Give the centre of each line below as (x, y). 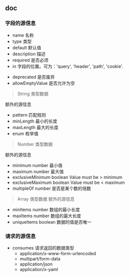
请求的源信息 (21, 236)
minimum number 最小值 (37, 165)
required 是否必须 (30, 60)
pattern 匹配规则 (29, 115)
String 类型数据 (33, 94)
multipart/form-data (40, 259)
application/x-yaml (39, 269)
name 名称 (23, 35)
